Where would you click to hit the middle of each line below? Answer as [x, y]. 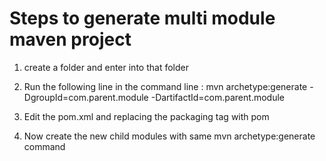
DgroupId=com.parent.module [86, 97]
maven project [70, 39]
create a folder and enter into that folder [106, 67]
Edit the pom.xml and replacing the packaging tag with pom [146, 116]
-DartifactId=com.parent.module [217, 97]
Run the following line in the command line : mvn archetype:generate [165, 86]
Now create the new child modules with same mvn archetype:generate [169, 136]
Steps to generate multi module [142, 18]
